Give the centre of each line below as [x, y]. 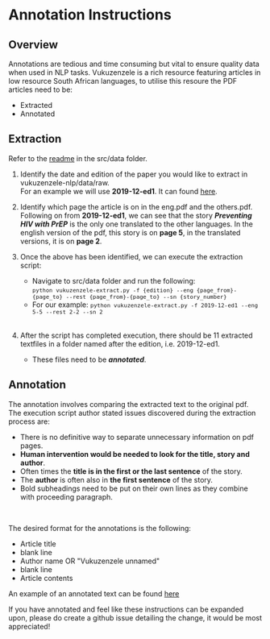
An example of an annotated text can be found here [94, 593]
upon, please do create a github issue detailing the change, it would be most [135, 617]
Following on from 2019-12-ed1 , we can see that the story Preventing [136, 215]
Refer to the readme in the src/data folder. [78, 158]
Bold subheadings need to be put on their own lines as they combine [134, 488]
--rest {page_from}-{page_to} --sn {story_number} [146, 297]
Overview [33, 45]
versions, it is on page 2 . [61, 241]
